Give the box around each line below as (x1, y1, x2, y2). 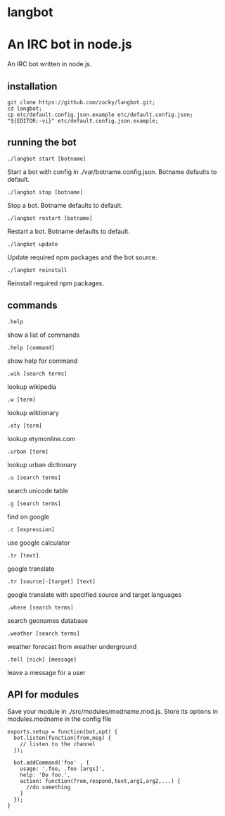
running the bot (7, 137, 77, 149)
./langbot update (7, 240, 58, 247)
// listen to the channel (20, 741, 96, 748)
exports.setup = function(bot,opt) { (7, 729, 118, 736)
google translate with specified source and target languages (7, 590, 182, 599)
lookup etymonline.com (7, 434, 76, 443)
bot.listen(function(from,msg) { (13, 734, 112, 742)
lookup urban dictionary (7, 460, 77, 469)
